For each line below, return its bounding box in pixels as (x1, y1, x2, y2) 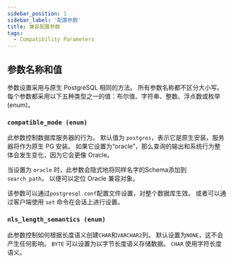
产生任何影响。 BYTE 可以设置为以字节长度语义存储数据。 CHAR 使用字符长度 (7, 239, 223, 248)
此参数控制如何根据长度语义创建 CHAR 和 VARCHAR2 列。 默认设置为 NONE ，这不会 (7, 230, 224, 239)
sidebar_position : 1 (7, 10, 67, 17)
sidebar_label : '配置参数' (7, 17, 81, 24)
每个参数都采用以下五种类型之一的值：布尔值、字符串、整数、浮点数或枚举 (7, 92, 220, 100)
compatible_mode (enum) (7, 118, 88, 126)
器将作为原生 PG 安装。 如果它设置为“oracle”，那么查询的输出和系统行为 (7, 142, 215, 150)
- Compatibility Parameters (13, 36, 95, 43)
